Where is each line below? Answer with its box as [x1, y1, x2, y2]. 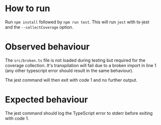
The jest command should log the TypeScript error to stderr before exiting [5, 110, 153, 116]
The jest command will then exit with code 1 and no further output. [5, 77, 138, 83]
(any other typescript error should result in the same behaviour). [5, 68, 133, 73]
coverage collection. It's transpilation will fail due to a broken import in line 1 [5, 62, 157, 68]
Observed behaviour [5, 41, 90, 53]
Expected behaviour [5, 94, 88, 105]
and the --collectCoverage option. [5, 24, 74, 30]
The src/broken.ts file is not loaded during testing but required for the [5, 57, 145, 63]
